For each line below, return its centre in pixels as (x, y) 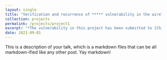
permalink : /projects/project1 (38, 24)
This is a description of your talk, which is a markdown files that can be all (81, 47)
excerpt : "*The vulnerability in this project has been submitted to (79, 28)
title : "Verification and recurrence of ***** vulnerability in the (78, 14)
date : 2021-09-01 (23, 33)
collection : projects (28, 19)
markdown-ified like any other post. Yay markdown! (58, 52)
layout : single (21, 10)
